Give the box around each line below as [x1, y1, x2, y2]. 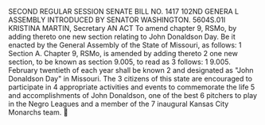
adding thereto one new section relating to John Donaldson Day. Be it [8, 32, 236, 41]
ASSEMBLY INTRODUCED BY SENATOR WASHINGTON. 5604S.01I [8, 15, 226, 25]
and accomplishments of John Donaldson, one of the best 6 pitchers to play [8, 91, 257, 100]
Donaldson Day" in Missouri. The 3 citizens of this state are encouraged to [8, 74, 253, 83]
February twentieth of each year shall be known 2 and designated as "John [8, 66, 254, 74]
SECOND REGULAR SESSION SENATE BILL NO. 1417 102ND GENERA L [8, 7, 240, 16]
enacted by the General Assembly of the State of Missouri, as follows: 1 [8, 40, 242, 50]
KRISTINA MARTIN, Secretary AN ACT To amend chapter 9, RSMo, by [8, 24, 237, 32]
